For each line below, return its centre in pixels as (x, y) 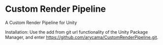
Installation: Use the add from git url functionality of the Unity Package (77, 32)
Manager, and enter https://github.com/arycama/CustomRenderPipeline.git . (82, 37)
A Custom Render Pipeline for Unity (41, 22)
